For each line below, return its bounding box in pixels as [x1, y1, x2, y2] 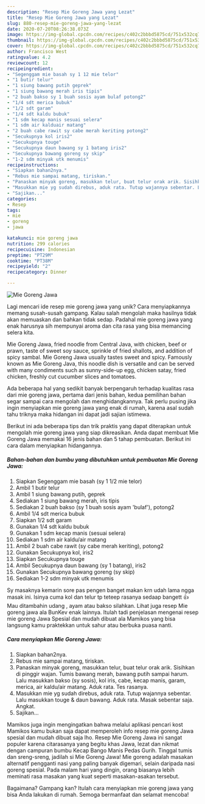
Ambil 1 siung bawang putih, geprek [15, 490, 106, 498]
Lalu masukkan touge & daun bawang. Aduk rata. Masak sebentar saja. [15, 696, 194, 703]
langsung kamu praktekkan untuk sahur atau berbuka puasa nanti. [7, 621, 173, 629]
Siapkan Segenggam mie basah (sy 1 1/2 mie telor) [15, 478, 142, 485]
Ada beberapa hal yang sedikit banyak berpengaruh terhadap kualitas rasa [7, 385, 194, 392]
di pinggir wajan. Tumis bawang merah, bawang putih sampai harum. [15, 670, 189, 677]
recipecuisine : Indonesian [7, 246, 75, 253]
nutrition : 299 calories [7, 241, 70, 247]
